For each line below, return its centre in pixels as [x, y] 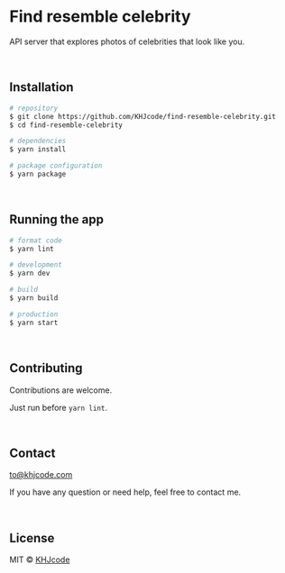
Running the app [56, 219]
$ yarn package [38, 174]
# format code [36, 241]
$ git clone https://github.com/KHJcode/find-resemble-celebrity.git [143, 116]
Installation [41, 87]
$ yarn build [34, 298]
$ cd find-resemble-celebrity [66, 125]
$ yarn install [38, 150]
